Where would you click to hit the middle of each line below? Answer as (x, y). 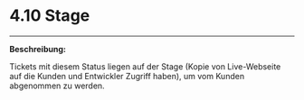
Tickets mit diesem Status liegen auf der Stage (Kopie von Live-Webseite (145, 66)
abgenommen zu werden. (57, 86)
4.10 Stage (50, 16)
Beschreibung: (38, 49)
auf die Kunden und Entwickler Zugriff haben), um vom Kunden (127, 76)
